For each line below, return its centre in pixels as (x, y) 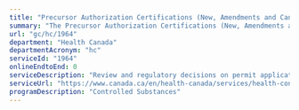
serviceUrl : (31, 83)
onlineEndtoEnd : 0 (43, 67)
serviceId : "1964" (43, 59)
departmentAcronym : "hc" (55, 51)
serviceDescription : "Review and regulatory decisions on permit (133, 75)
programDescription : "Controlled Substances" (95, 91)
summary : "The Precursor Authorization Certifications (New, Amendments (147, 26)
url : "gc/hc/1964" (43, 34)
